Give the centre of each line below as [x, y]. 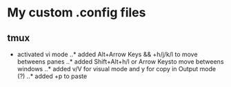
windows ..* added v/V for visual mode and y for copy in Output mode [116, 69]
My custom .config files [77, 13]
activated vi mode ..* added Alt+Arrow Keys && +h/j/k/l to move [107, 54]
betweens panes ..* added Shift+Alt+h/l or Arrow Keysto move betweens [120, 62]
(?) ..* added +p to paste [52, 76]
